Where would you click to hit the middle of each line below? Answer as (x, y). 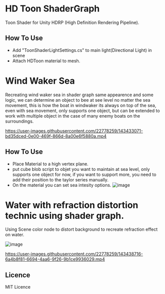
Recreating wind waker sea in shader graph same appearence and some (79, 95)
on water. (15, 235)
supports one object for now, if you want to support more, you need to (84, 174)
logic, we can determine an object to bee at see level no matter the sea (78, 100)
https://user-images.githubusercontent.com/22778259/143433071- (74, 131)
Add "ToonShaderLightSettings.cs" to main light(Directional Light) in (82, 50)
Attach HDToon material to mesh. (46, 61)
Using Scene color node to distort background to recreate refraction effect (82, 229)
